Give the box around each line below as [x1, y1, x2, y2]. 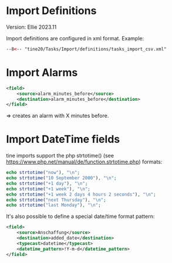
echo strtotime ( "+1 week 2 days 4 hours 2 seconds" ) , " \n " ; [6, 192, 157, 197]
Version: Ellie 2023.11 [6, 23, 57, 30]
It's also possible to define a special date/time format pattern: [6, 213, 155, 220]
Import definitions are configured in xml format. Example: [6, 35, 144, 42]
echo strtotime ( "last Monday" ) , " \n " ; [6, 202, 101, 209]
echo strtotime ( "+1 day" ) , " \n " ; [6, 180, 88, 186]
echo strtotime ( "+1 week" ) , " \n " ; [6, 186, 91, 192]
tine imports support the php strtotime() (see [6, 152, 114, 159]
